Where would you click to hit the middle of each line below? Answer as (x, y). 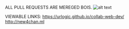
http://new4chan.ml (25, 22)
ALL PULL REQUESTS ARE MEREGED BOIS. (49, 7)
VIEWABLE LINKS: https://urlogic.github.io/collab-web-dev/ (65, 16)
